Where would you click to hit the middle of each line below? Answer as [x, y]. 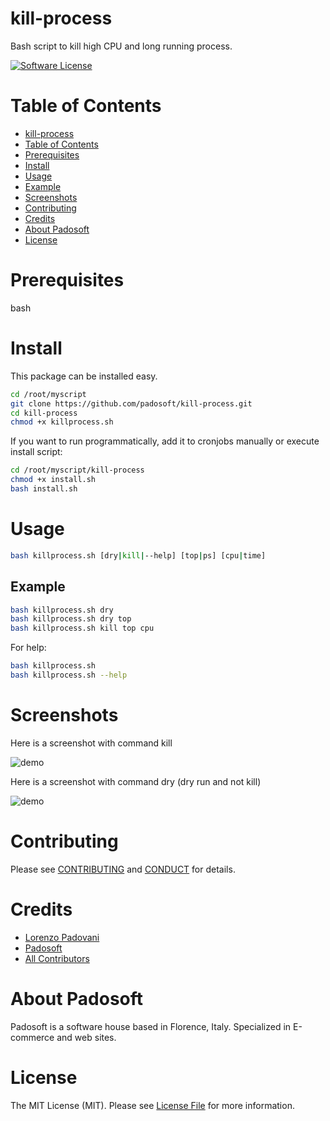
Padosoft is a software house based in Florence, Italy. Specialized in [151, 1026]
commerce [32, 1037]
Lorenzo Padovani [62, 937]
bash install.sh [44, 489]
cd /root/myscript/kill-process [77, 470]
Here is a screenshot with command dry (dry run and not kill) [136, 781]
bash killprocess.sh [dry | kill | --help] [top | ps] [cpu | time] [138, 555]
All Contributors [57, 958]
